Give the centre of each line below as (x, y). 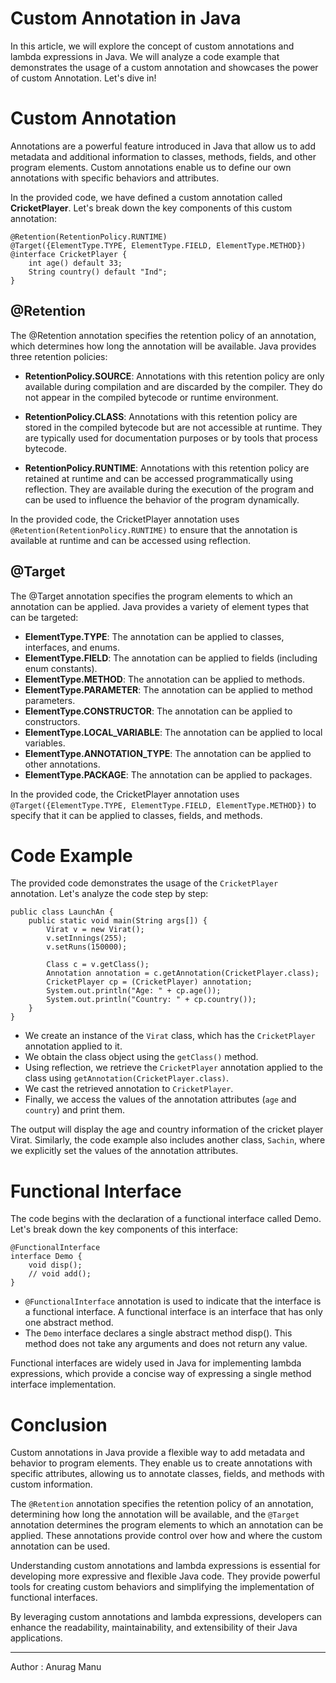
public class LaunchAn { (62, 912)
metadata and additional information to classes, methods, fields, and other (163, 156)
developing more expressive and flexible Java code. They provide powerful (165, 1576)
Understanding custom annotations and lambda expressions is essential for (165, 1566)
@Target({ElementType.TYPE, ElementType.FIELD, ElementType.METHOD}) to (163, 804)
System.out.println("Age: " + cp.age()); (134, 991)
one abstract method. (69, 1323)
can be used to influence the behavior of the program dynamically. (162, 499)
